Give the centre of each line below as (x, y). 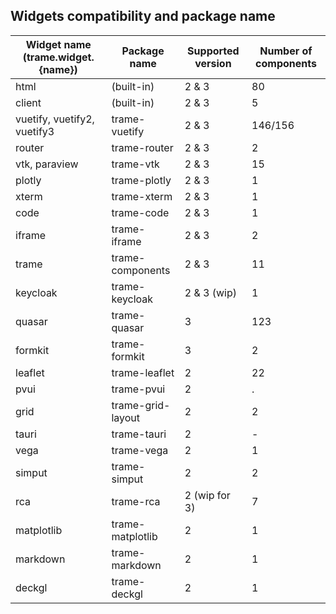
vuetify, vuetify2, (55, 119)
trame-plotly (141, 180)
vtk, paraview (47, 164)
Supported (213, 51)
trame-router (142, 147)
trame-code (140, 212)
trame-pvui (138, 389)
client (28, 102)
